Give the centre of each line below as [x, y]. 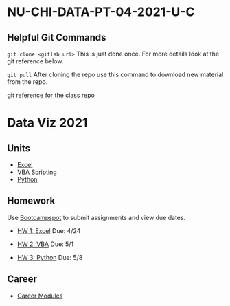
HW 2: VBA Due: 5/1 [45, 244]
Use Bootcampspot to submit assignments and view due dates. [96, 217]
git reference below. [35, 61]
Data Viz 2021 [47, 123]
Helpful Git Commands [57, 37]
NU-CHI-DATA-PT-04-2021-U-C [101, 12]
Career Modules [40, 296]
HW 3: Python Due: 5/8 [50, 257]
